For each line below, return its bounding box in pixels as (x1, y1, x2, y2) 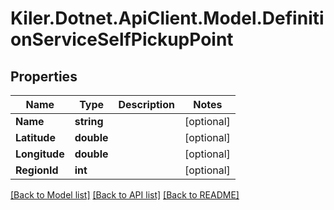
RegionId (15, 163, 59, 177)
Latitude (15, 131, 56, 144)
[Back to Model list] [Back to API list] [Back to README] (10, 189, 240, 201)
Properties (10, 68, 78, 85)
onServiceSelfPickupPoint (10, 28, 234, 51)
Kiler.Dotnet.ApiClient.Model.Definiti (10, 7, 325, 30)
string (74, 115, 104, 128)
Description (118, 98, 175, 111)
